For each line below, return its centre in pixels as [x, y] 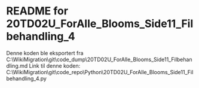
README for [37, 11]
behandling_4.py [26, 78]
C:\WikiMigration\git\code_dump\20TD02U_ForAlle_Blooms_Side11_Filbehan [99, 59]
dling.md [17, 66]
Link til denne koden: [55, 66]
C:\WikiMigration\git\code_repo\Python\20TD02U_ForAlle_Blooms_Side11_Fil [100, 72]
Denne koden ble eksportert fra [45, 53]
